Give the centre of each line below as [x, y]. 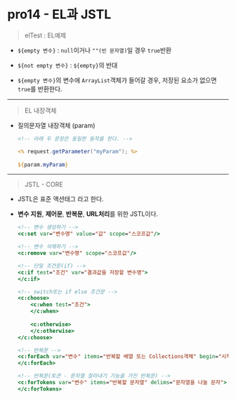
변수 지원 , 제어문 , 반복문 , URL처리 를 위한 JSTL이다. [88, 214]
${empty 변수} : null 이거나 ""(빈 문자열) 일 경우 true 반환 [94, 50]
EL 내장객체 [40, 110]
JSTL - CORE [44, 184]
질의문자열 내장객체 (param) [56, 125]
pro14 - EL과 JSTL [59, 14]
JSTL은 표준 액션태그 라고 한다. [60, 199]
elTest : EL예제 [45, 35]
